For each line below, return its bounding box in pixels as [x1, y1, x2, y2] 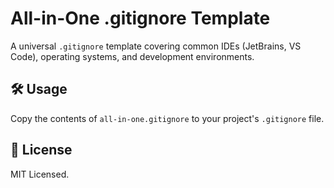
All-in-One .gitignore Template [10, 7, 271, 30]
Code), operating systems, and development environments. [10, 50, 255, 62]
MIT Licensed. [10, 168, 70, 180]
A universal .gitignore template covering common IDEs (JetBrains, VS [10, 40, 302, 52]
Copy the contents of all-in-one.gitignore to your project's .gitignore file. [10, 112, 325, 124]
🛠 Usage [10, 81, 68, 98]
